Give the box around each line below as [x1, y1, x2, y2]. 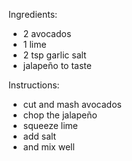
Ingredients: [8, 9, 58, 20]
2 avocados [22, 28, 72, 39]
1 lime [22, 39, 47, 50]
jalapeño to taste [22, 60, 92, 71]
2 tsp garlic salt [22, 49, 87, 61]
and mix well [22, 141, 75, 153]
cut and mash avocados [22, 99, 122, 110]
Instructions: [8, 79, 60, 91]
